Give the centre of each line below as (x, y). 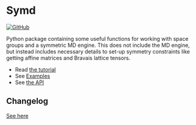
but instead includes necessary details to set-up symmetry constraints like (98, 51)
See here (17, 115)
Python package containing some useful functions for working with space (97, 38)
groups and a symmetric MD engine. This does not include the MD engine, (98, 45)
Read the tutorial (35, 69)
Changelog (27, 101)
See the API (29, 82)
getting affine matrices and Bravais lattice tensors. (68, 58)
